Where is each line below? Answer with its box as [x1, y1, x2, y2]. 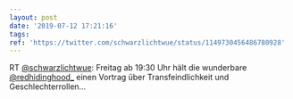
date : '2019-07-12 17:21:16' [9, 21, 118, 30]
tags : [9, 29, 29, 38]
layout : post [9, 12, 58, 22]
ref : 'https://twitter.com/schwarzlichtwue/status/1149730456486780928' [9, 37, 286, 47]
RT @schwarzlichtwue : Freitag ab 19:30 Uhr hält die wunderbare [9, 62, 247, 73]
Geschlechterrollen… [9, 81, 87, 92]
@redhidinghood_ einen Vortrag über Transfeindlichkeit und [9, 72, 230, 83]
